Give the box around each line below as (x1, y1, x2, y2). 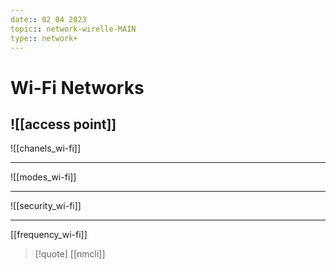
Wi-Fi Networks (10, 76, 145, 99)
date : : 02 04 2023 (10, 14, 87, 25)
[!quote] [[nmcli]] (34, 248, 106, 260)
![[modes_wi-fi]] (10, 171, 77, 183)
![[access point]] (10, 116, 117, 133)
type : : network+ (10, 33, 78, 43)
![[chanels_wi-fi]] (10, 142, 82, 155)
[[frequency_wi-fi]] (10, 229, 88, 241)
